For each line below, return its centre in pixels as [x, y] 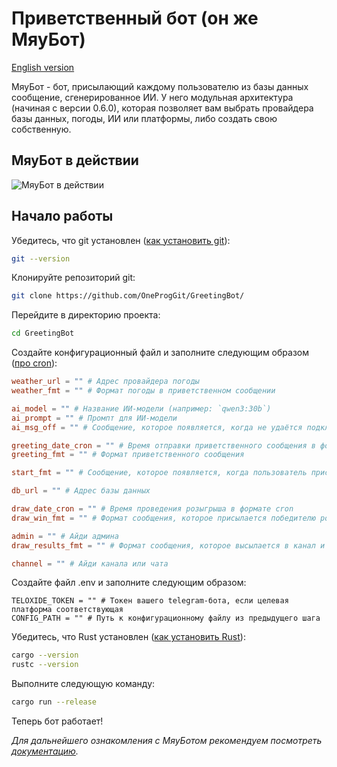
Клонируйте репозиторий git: [73, 278]
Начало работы [62, 216]
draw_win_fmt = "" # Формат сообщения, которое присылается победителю [163, 518]
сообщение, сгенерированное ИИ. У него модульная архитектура [152, 97]
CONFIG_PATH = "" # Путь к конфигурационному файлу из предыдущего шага [166, 618]
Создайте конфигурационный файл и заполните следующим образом [160, 353]
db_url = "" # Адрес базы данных [81, 491]
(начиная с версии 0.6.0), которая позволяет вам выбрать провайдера [162, 108]
